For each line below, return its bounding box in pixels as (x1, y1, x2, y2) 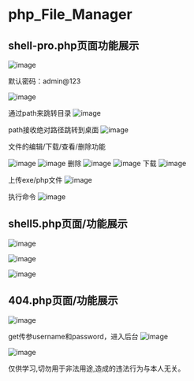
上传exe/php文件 (8, 176, 63, 184)
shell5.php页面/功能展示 (8, 217, 129, 231)
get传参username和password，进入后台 (8, 331, 139, 341)
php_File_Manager (8, 6, 132, 24)
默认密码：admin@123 (8, 76, 81, 86)
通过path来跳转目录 (8, 109, 72, 117)
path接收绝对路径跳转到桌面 (8, 125, 99, 135)
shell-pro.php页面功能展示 (8, 39, 140, 52)
